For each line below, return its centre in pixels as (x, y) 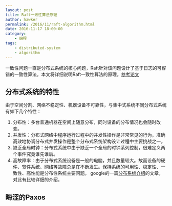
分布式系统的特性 (32, 92)
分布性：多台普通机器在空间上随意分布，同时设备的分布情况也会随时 (84, 122)
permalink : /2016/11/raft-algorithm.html (50, 24)
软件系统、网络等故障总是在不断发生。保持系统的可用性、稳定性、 (91, 167)
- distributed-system (37, 48)
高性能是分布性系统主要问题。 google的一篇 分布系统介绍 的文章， (95, 173)
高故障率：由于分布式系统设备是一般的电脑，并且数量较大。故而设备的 (87, 161)
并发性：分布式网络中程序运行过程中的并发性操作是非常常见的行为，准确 (89, 135)
